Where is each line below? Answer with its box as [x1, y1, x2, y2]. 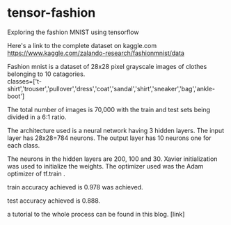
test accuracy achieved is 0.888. [7, 196, 101, 205]
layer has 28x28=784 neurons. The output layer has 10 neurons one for [7, 134, 212, 142]
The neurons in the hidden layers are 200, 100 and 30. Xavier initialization [7, 155, 218, 163]
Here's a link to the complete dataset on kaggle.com [7, 41, 157, 49]
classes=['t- [7, 77, 42, 85]
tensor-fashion [7, 5, 96, 21]
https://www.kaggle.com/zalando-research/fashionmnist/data [7, 49, 184, 57]
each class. [7, 141, 40, 149]
